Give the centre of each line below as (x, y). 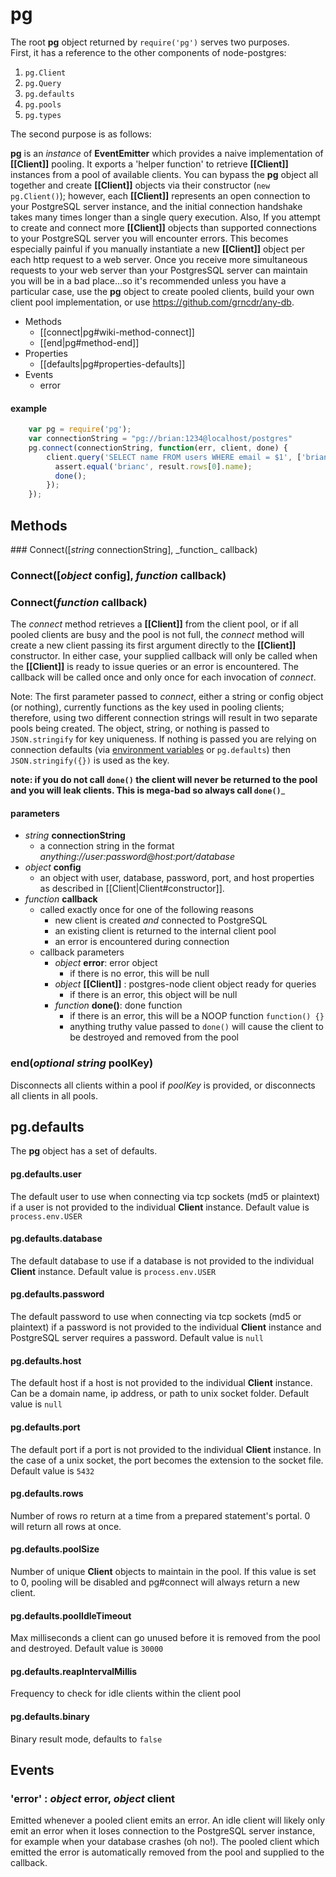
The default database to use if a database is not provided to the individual (162, 1260)
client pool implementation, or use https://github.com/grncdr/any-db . (152, 302)
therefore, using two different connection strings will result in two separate (164, 718)
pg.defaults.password (57, 1294)
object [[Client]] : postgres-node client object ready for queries (185, 984)
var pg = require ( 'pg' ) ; (80, 429)
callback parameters (82, 952)
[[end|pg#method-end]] (89, 342)
